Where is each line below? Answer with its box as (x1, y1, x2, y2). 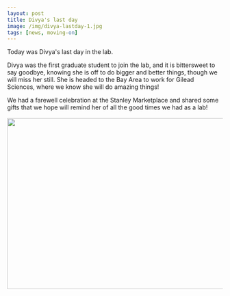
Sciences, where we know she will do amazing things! (7, 83, 159, 91)
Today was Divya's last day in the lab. (7, 48, 114, 56)
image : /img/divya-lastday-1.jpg (7, 23, 103, 29)
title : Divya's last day (7, 16, 78, 23)
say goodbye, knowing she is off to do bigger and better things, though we (7, 68, 218, 77)
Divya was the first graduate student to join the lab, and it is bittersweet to (7, 61, 216, 69)
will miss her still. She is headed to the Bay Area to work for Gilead (7, 76, 194, 84)
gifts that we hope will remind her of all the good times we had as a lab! (7, 103, 208, 111)
